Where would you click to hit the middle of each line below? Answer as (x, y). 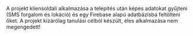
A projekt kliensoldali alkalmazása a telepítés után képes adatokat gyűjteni (97, 8)
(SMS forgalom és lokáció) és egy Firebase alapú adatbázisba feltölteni (93, 15)
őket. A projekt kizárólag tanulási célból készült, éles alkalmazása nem (92, 21)
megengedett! (23, 27)
